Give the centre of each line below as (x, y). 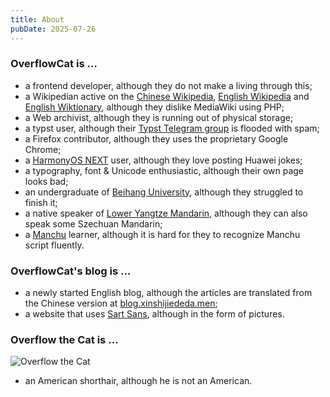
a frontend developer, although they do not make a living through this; (168, 85)
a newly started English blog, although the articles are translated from (168, 293)
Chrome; (43, 149)
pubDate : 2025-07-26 (53, 29)
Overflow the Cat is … (64, 340)
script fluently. (54, 245)
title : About (37, 19)
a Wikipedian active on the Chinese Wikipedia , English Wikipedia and (167, 96)
